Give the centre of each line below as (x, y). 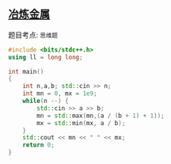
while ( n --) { (46, 101)
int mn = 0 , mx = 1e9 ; (60, 93)
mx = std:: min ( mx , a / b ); (81, 123)
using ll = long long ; (46, 57)
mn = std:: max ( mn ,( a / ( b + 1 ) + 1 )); (101, 116)
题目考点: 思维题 (33, 35)
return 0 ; (39, 145)
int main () (26, 71)
